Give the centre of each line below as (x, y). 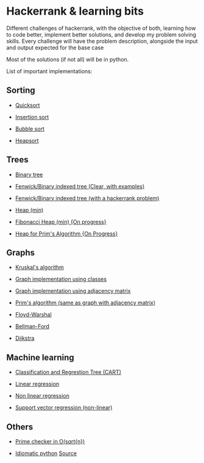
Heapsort (27, 140)
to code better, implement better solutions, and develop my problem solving (101, 34)
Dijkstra (25, 338)
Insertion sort (32, 117)
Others (20, 427)
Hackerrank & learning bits (75, 11)
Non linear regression (42, 396)
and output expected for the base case (55, 48)
